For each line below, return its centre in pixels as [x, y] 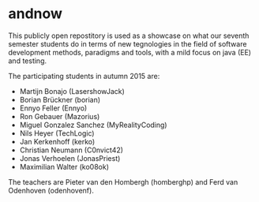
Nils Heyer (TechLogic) [57, 133]
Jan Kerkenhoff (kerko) [57, 141]
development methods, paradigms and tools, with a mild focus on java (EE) [129, 52]
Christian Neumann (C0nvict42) [71, 150]
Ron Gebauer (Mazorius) [60, 116]
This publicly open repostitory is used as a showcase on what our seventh [129, 36]
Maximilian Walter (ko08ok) [64, 166]
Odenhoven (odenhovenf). [51, 190]
